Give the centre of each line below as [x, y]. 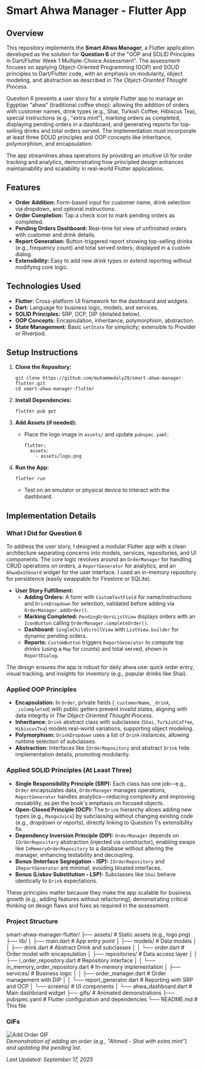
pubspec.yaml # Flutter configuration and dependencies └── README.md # [102, 1000]
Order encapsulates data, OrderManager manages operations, [90, 790]
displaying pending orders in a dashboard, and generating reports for [93, 124]
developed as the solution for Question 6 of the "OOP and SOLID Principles [101, 54]
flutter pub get [36, 411]
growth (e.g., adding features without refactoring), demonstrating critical [97, 899]
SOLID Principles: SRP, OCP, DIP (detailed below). [78, 314]
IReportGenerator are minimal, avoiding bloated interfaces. [88, 868]
